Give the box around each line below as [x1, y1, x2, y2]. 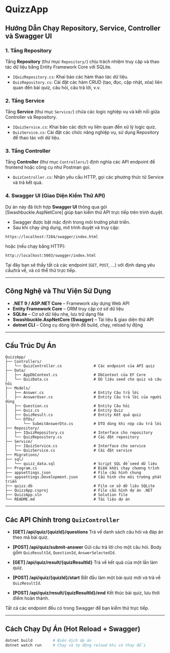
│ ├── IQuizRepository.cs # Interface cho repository [5, 430, 153, 435]
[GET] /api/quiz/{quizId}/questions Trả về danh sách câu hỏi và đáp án [12, 529, 163, 535]
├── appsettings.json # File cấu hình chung [5, 470, 142, 475]
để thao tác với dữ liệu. [12, 135, 61, 141]
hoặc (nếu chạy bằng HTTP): [5, 243, 66, 249]
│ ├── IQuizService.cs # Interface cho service [5, 443, 146, 449]
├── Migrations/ [5, 452, 39, 458]
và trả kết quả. [12, 179, 43, 186]
